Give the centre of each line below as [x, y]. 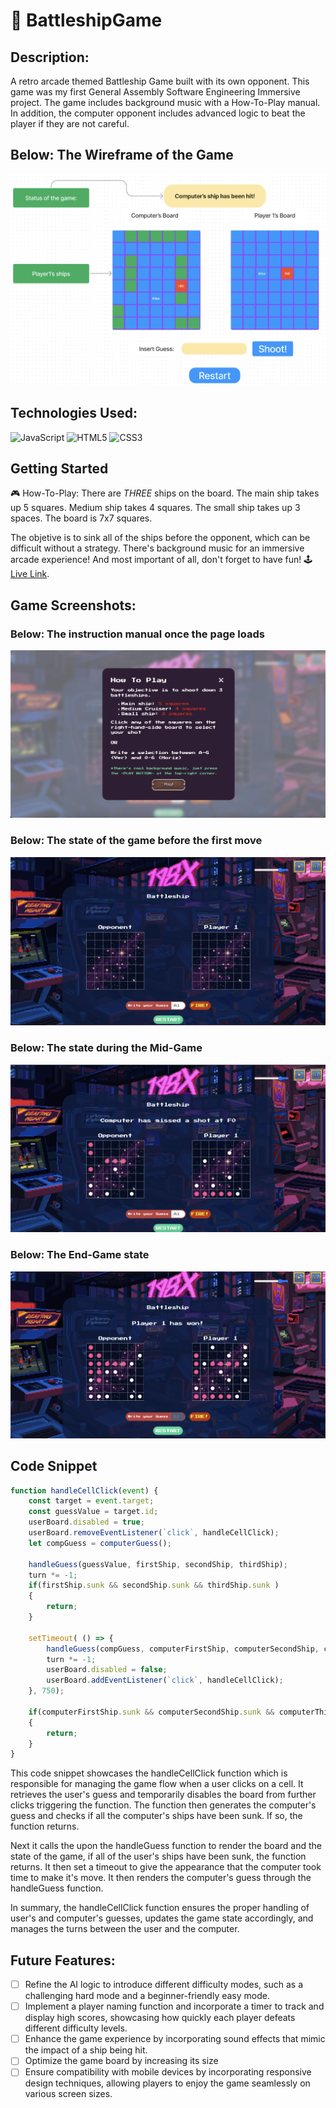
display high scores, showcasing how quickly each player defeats [160, 2018]
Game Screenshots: [73, 605]
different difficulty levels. [76, 2028]
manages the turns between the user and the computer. [125, 1929]
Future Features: [63, 1960]
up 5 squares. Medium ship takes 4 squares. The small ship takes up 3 [155, 508]
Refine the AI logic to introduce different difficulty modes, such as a [164, 1985]
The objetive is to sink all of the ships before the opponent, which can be [160, 538]
